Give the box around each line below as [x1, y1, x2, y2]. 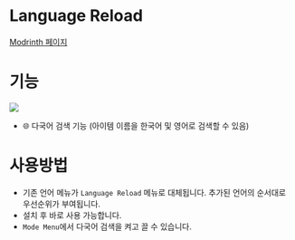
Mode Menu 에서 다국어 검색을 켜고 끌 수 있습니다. [22, 221, 192, 232]
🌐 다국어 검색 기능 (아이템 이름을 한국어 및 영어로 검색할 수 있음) [22, 120, 250, 131]
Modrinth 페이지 [9, 36, 68, 47]
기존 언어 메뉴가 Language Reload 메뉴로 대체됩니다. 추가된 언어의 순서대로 [22, 187, 287, 197]
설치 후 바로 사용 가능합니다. [22, 209, 122, 220]
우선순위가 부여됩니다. [22, 198, 101, 209]
